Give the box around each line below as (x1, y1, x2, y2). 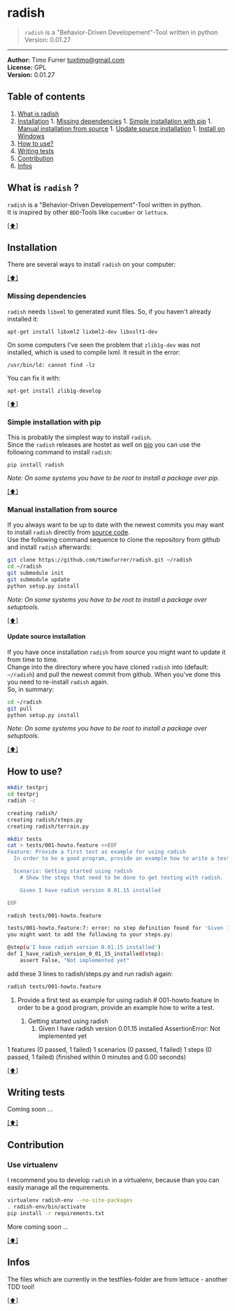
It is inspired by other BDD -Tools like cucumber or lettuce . (7, 208, 169, 216)
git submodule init (7, 569, 64, 577)
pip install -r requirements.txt (7, 1209, 105, 1216)
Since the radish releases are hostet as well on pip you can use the (7, 440, 201, 449)
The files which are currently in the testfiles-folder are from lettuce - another (7, 1275, 228, 1283)
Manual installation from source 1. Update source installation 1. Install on (17, 124, 225, 132)
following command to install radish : (7, 448, 113, 456)
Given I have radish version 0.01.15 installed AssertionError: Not (38, 1024, 220, 1032)
